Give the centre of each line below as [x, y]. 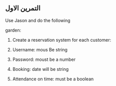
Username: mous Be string [40, 49]
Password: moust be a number [44, 59]
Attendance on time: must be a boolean [53, 79]
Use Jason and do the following [38, 20]
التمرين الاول [23, 8]
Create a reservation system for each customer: [62, 40]
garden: [13, 30]
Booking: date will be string [40, 69]
